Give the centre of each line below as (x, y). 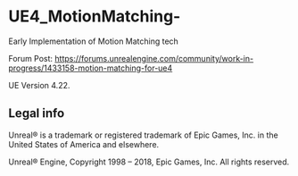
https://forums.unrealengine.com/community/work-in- (154, 58)
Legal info (37, 113)
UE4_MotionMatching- (95, 17)
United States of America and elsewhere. (84, 144)
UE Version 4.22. (39, 85)
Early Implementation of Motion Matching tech (94, 41)
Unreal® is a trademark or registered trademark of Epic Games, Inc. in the (143, 135)
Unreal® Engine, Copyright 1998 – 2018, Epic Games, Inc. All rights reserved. (149, 162)
